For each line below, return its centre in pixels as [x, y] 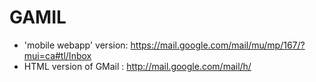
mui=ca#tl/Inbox [57, 55]
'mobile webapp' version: [76, 45]
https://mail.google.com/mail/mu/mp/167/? [218, 45]
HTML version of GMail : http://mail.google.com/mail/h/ [137, 66]
